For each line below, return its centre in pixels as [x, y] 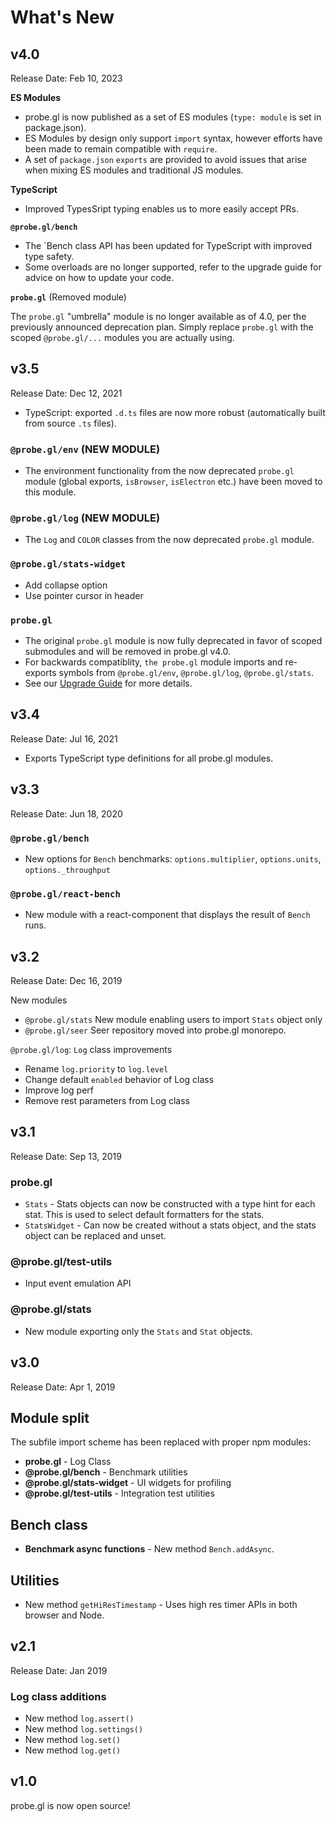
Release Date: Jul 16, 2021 [64, 738]
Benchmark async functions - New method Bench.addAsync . [149, 1549]
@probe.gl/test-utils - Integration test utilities [119, 1493]
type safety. [49, 256]
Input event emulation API [78, 1283]
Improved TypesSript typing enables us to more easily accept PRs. [161, 209]
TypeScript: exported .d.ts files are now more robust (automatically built [175, 412]
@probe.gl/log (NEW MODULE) [85, 518]
